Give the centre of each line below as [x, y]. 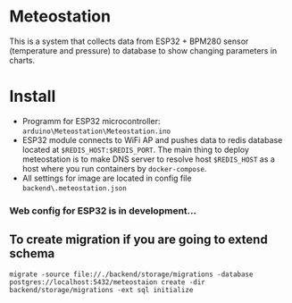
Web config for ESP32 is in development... [103, 210]
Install [33, 97]
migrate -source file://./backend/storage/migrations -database [131, 274]
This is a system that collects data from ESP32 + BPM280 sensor [129, 41]
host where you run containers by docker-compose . [114, 168]
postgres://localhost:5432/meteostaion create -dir [107, 282]
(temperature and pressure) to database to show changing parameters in [143, 50]
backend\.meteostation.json [74, 188]
